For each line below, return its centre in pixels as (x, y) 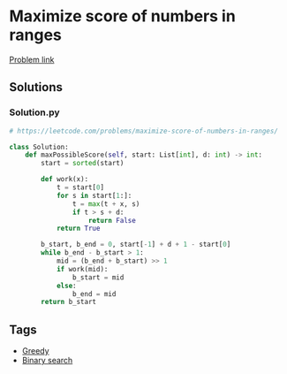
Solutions (36, 87)
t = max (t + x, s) (106, 204)
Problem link (32, 59)
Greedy (36, 351)
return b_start (69, 302)
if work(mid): (82, 269)
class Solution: (39, 147)
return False (112, 220)
